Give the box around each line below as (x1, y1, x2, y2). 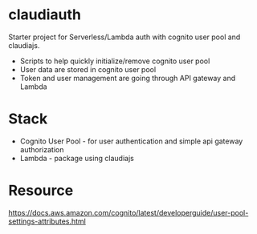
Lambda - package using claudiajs (19, 153, 134, 163)
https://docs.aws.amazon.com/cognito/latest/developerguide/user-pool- (8, 208, 249, 217)
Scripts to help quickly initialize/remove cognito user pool (19, 56, 210, 66)
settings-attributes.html (8, 216, 86, 226)
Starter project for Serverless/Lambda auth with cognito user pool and (8, 32, 241, 42)
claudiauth (8, 6, 82, 24)
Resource (8, 182, 74, 200)
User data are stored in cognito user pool (19, 64, 157, 74)
